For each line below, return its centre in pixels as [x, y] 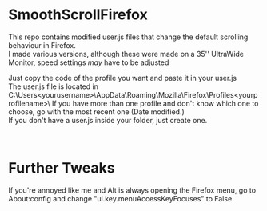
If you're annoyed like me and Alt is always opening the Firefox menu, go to [132, 190]
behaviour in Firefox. [42, 45]
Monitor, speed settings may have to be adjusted [89, 62]
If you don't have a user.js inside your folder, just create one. [108, 120]
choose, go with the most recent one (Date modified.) [97, 111]
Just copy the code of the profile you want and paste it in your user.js [123, 78]
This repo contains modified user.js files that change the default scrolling [128, 37]
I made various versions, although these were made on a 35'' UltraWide [126, 54]
